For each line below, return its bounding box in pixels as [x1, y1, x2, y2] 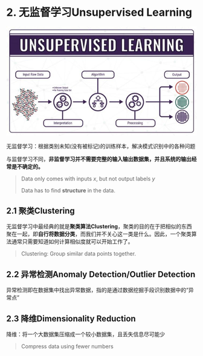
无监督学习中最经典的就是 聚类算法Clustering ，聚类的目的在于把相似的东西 [6, 223, 192, 230]
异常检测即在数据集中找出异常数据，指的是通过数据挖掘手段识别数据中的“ [6, 286, 189, 294]
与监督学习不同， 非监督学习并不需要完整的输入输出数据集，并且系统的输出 [6, 155, 192, 162]
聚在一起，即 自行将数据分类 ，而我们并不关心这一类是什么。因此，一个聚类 [6, 231, 192, 238]
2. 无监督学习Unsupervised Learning [6, 5, 192, 19]
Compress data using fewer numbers [21, 343, 114, 350]
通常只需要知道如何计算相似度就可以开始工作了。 [11, 238, 134, 245]
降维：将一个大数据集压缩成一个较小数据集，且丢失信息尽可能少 [6, 331, 165, 338]
